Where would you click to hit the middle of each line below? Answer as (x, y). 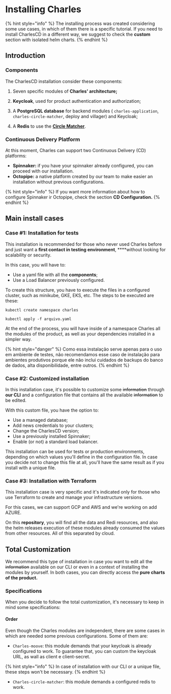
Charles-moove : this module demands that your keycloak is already (82, 646)
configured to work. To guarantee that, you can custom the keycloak (84, 651)
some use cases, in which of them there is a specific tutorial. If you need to (84, 28)
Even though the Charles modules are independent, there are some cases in (85, 630)
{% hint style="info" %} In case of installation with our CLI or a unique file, (83, 666)
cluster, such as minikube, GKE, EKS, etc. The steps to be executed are (80, 295)
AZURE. (13, 513)
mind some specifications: (33, 608)
